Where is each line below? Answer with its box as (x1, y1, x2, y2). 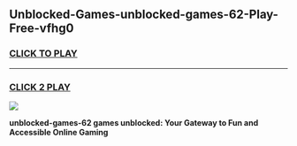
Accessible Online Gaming (9, 127, 109, 137)
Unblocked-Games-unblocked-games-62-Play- (9, 7, 278, 22)
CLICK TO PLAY (9, 48, 78, 60)
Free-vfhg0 (9, 21, 74, 36)
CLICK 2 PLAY (9, 81, 71, 93)
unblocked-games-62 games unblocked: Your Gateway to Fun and (9, 117, 259, 127)
